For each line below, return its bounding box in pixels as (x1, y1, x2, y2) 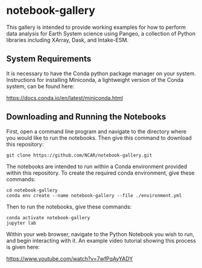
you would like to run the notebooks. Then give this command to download (6, 134, 192, 142)
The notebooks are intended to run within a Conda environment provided (6, 163, 188, 170)
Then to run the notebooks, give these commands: (6, 203, 132, 210)
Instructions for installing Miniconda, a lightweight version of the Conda (6, 76, 184, 83)
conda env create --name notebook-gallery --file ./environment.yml (6, 192, 182, 199)
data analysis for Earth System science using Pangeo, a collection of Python (6, 30, 196, 37)
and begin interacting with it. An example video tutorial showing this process (6, 237, 196, 244)
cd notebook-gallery (6, 187, 58, 193)
